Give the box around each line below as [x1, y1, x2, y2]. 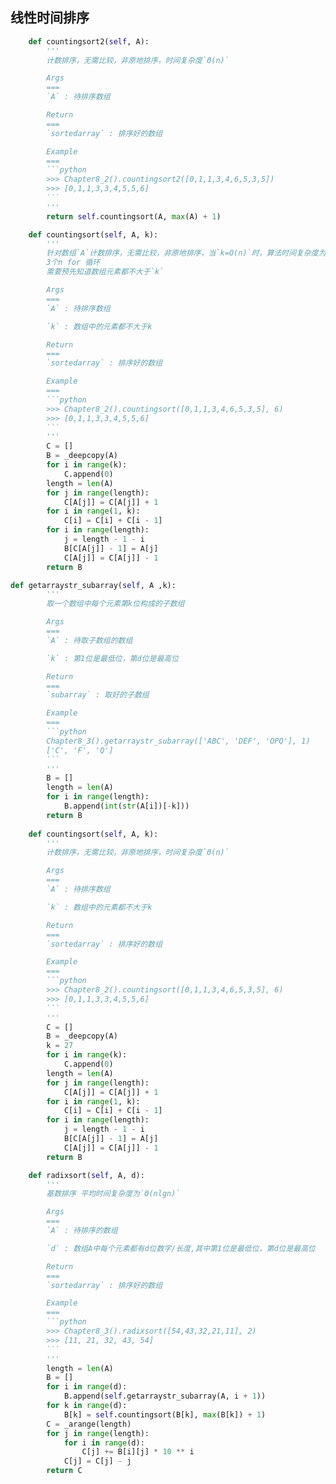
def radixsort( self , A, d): [28, 1170, 145, 1180]
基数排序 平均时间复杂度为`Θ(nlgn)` [46, 1189, 181, 1199]
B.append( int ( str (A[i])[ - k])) [63, 801, 190, 812]
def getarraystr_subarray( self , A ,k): [10, 580, 177, 590]
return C [46, 1466, 83, 1476]
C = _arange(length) [46, 1419, 132, 1429]
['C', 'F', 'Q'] [46, 745, 114, 755]
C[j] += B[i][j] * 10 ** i [81, 1447, 195, 1457]
